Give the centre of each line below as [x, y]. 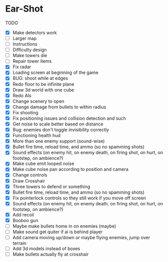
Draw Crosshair [29, 181]
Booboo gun [25, 220]
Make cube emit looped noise [43, 164]
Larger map [24, 38]
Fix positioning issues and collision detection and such [69, 118]
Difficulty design [30, 50]
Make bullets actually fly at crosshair [51, 254]
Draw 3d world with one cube [43, 90]
